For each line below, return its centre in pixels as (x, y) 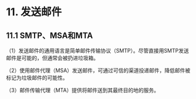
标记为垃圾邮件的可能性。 (37, 78)
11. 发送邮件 (34, 12)
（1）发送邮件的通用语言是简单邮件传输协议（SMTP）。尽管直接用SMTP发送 (97, 51)
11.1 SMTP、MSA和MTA (50, 35)
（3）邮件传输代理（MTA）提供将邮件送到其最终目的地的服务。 (83, 90)
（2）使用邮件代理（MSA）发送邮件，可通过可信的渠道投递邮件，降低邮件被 (98, 70)
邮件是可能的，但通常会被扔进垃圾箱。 (52, 58)
